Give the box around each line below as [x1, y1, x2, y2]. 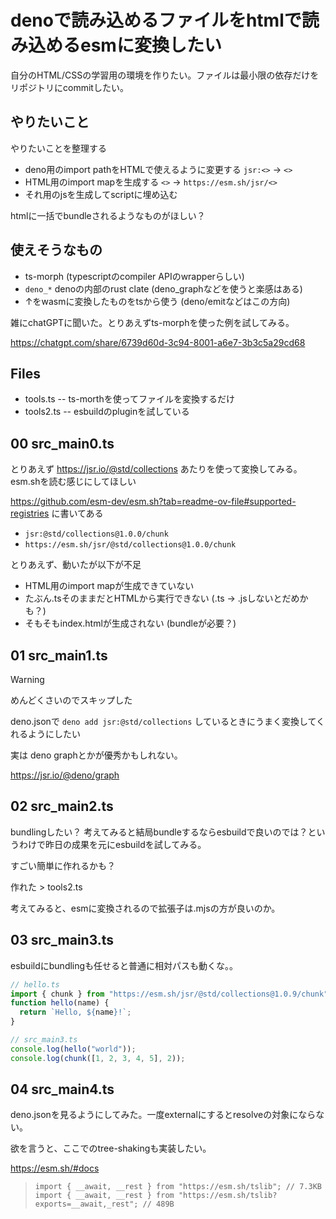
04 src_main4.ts [10, 1081, 115, 1098]
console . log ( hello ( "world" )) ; [10, 1044, 137, 1054]
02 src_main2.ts [10, 798, 114, 815]
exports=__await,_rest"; [34, 1199, 139, 1210]
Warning [10, 674, 45, 685]
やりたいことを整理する [10, 142, 107, 154]
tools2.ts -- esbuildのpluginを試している [24, 406, 190, 418]
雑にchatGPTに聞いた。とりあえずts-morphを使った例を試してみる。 [10, 316, 295, 328]
